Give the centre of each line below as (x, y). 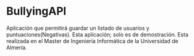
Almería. (17, 47)
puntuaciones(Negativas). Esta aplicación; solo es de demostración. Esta (97, 34)
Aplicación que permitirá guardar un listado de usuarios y (78, 28)
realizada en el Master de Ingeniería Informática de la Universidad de (92, 41)
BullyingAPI (36, 11)
